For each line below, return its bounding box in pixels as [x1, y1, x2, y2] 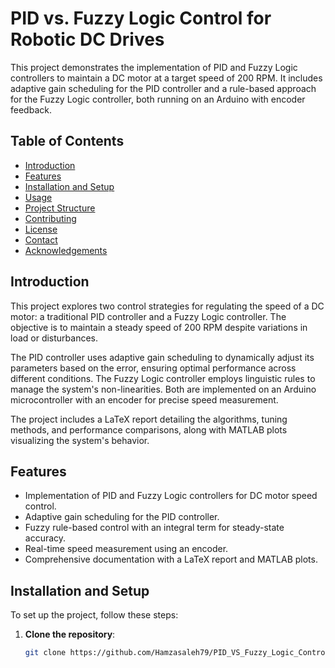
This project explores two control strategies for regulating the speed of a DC [10, 300, 325, 312]
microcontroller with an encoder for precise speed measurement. [10, 393, 279, 406]
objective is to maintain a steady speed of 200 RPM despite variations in [10, 321, 308, 333]
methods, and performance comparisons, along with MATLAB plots [10, 423, 288, 436]
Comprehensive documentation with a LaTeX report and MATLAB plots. [24, 553, 318, 566]
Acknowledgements [24, 244, 108, 256]
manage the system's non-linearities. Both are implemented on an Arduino [10, 383, 317, 395]
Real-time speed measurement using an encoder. [24, 543, 229, 555]
